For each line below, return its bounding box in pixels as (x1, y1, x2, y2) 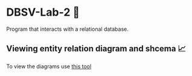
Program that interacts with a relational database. (6, 25, 129, 33)
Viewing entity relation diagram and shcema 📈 (6, 43, 186, 54)
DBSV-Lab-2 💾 (6, 5, 80, 19)
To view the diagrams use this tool (6, 63, 92, 70)
